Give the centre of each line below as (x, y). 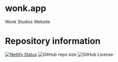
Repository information (53, 41)
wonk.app (26, 8)
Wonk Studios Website (28, 22)
